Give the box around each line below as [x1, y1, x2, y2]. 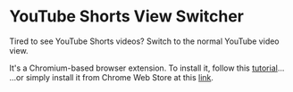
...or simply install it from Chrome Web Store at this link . [9, 71, 214, 82]
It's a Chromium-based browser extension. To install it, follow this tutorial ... [9, 63, 285, 73]
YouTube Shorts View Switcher [9, 6, 244, 27]
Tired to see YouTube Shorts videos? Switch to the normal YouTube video [9, 36, 280, 46]
